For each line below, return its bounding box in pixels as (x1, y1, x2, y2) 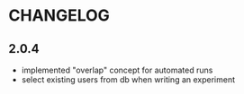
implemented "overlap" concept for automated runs (21, 64, 213, 75)
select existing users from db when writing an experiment (21, 74, 236, 85)
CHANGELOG (8, 5, 110, 26)
